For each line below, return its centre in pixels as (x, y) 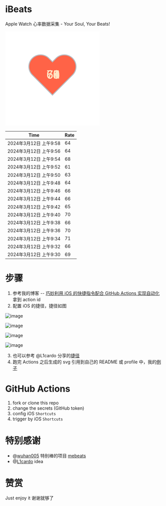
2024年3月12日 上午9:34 (34, 238)
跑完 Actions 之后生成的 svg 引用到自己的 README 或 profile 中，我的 (85, 362)
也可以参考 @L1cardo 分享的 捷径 (46, 355)
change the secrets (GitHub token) (48, 408)
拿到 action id (27, 299)
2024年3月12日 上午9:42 (34, 207)
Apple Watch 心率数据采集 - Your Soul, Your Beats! (58, 24)
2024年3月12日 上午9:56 (34, 151)
